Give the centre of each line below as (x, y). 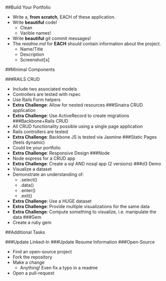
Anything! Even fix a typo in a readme (59, 268)
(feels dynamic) (29, 142)
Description (32, 54)
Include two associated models (45, 89)
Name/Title (32, 49)
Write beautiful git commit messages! (52, 38)
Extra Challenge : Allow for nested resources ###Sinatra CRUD (78, 105)
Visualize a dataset (32, 169)
